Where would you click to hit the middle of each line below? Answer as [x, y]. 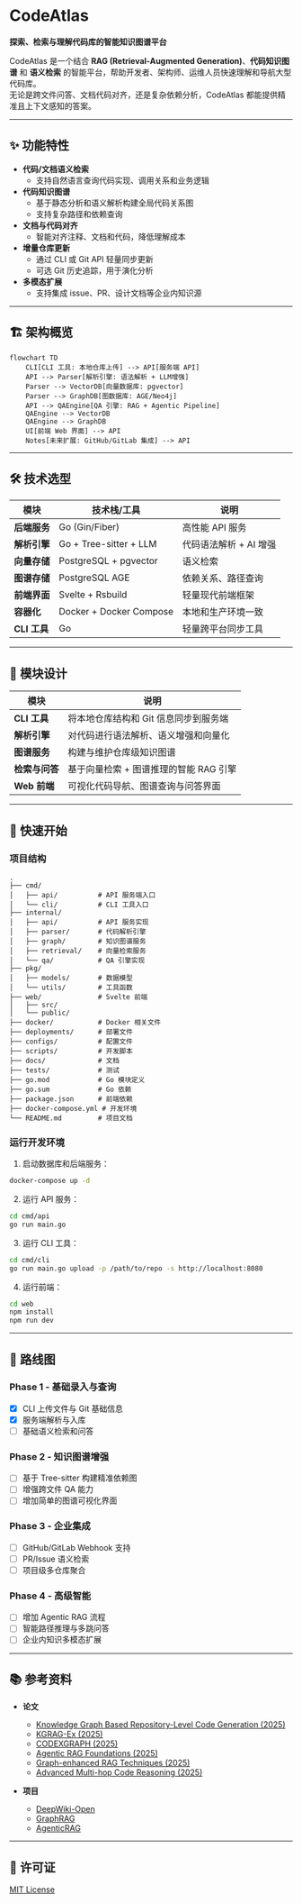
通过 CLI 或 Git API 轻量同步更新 [94, 259]
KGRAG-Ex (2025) [69, 1735]
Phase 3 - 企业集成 [50, 1526]
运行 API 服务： [51, 1199]
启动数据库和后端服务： [66, 1164]
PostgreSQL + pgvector [109, 561]
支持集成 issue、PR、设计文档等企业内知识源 [119, 293]
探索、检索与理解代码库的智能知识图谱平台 [88, 41]
